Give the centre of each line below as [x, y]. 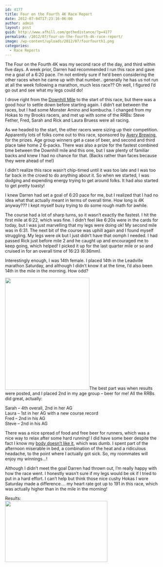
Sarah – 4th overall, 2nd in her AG [39, 408]
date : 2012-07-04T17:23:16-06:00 [39, 18]
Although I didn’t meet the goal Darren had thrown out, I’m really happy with [81, 468]
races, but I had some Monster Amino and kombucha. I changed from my [78, 110]
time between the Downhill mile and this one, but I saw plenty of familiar [77, 150]
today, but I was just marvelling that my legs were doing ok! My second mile [81, 225]
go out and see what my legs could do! [44, 90]
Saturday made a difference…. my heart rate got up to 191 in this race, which [81, 484]
